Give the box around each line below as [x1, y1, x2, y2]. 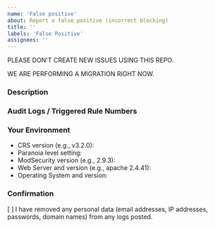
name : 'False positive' [7, 10, 78, 18]
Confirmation [7, 188, 54, 198]
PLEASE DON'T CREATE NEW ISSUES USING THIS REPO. [7, 56, 174, 64]
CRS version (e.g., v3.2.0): [17, 141, 94, 150]
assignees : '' [7, 37, 49, 44]
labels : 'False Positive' [7, 30, 83, 37]
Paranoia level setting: [17, 149, 82, 157]
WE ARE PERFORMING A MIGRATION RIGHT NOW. [7, 70, 155, 78]
